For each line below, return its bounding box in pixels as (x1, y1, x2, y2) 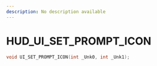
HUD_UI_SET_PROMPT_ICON (6, 34, 152, 48)
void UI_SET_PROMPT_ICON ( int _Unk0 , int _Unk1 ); (6, 54, 130, 60)
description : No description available (6, 8, 106, 15)
